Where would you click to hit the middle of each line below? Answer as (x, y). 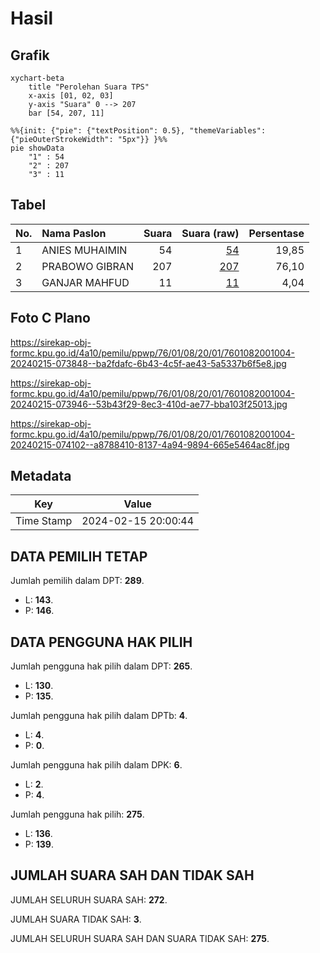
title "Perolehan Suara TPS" (89, 87)
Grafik (30, 55)
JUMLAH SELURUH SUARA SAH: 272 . (89, 899)
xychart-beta (37, 78)
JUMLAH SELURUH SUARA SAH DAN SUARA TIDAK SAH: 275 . (140, 938)
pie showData (37, 148)
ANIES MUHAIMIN (84, 250)
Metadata (41, 476)
